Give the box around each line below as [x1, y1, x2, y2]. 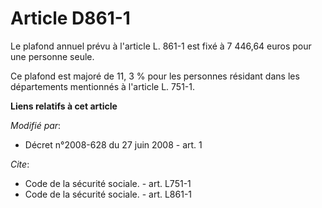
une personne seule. [10, 50, 95, 62]
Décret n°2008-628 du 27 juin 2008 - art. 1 [24, 138, 203, 151]
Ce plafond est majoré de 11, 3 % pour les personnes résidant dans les [10, 70, 300, 82]
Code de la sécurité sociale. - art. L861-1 [24, 188, 193, 200]
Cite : [10, 158, 30, 170]
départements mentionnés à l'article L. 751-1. [10, 80, 195, 92]
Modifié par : [10, 119, 62, 131]
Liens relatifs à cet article [10, 100, 118, 112]
